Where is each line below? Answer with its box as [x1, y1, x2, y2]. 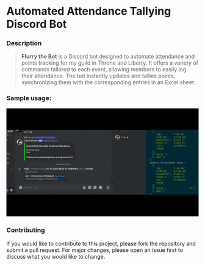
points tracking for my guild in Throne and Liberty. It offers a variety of [21, 59, 198, 66]
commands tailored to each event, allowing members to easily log [21, 66, 187, 73]
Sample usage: [6, 94, 52, 102]
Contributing [6, 226, 45, 234]
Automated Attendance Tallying [6, 4, 171, 18]
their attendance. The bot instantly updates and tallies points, [21, 72, 176, 80]
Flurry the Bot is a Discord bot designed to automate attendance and [21, 53, 195, 60]
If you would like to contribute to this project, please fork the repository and [6, 240, 196, 247]
